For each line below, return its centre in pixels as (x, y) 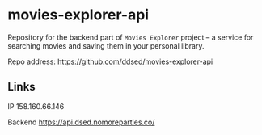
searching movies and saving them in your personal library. (106, 45)
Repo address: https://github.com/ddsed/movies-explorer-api (110, 61)
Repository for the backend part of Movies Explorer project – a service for (131, 37)
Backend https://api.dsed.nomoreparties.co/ (81, 122)
